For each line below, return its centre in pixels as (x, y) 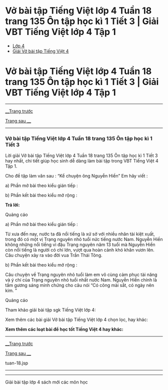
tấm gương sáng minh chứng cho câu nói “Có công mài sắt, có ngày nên (79, 285)
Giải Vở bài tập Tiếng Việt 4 (40, 51)
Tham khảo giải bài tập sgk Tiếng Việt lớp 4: (50, 310)
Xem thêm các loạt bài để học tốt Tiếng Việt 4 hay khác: (64, 329)
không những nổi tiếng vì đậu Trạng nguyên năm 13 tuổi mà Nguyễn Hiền (80, 244)
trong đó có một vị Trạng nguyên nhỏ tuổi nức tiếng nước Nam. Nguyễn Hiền (84, 239)
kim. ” (11, 290)
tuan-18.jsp (17, 363)
